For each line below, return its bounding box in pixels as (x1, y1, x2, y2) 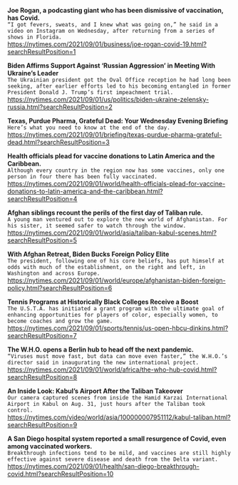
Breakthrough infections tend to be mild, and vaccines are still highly (7, 449, 232, 456)
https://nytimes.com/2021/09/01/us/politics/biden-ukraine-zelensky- (7, 96, 209, 103)
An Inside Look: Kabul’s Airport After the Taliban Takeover (7, 387, 183, 395)
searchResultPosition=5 (7, 236, 77, 245)
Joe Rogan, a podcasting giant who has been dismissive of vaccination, (7, 6, 224, 14)
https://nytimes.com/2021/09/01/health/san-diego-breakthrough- (7, 462, 200, 470)
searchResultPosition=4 (7, 195, 78, 203)
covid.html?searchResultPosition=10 (7, 470, 114, 478)
